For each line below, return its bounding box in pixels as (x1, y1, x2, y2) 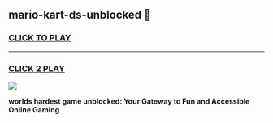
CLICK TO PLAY (8, 32, 71, 44)
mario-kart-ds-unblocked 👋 (8, 8, 152, 22)
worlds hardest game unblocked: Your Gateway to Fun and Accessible (8, 96, 250, 106)
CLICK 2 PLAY (8, 62, 65, 74)
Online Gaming (8, 104, 60, 114)
